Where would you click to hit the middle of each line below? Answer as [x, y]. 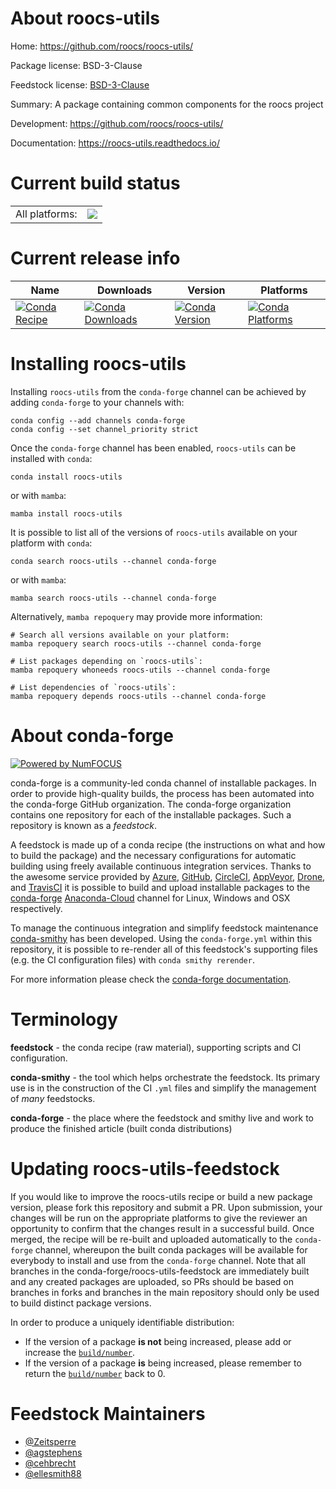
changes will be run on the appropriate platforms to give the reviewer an [159, 1218]
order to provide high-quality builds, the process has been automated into [162, 793]
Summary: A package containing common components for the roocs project [167, 104]
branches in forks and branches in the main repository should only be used [165, 1292]
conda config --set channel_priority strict [104, 429]
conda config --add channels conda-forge [98, 420]
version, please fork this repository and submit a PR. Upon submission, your [166, 1207]
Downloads [124, 290]
